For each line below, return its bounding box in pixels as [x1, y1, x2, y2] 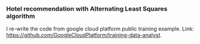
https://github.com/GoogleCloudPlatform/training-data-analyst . [6, 32, 162, 39]
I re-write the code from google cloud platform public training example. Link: [6, 25, 194, 32]
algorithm [6, 12, 35, 20]
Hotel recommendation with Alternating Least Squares [6, 5, 168, 13]
